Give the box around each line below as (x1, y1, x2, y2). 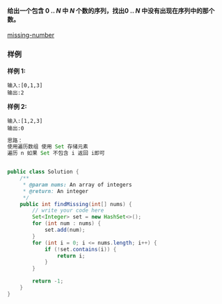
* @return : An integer (22, 187, 89, 194)
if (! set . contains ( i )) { (44, 246, 117, 253)
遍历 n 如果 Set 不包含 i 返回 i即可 (7, 150, 105, 157)
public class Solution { (7, 169, 79, 176)
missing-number (7, 31, 54, 40)
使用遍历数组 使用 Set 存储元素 (7, 143, 88, 151)
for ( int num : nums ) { (32, 220, 101, 227)
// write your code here (32, 207, 104, 214)
